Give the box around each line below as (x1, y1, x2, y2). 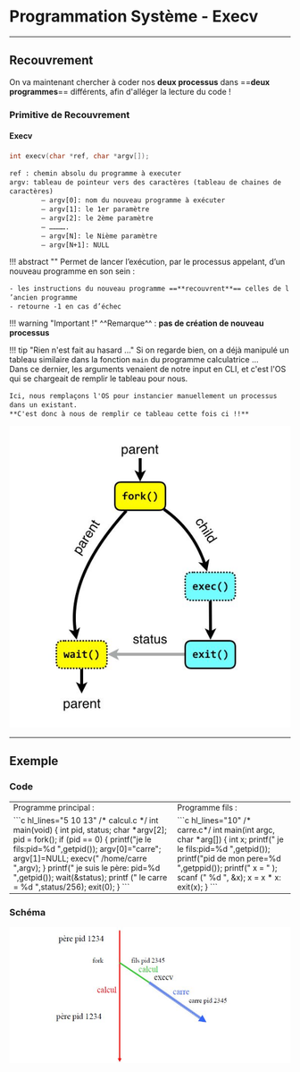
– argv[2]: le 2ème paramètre (41, 213, 154, 223)
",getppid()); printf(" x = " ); (177, 862, 278, 873)
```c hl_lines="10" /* (177, 814, 252, 825)
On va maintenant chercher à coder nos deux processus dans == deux (9, 76, 271, 87)
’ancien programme (9, 293, 78, 302)
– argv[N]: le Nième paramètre (41, 231, 158, 241)
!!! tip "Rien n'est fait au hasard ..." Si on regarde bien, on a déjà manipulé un (9, 345, 289, 355)
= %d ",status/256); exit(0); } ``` (12, 881, 130, 892)
